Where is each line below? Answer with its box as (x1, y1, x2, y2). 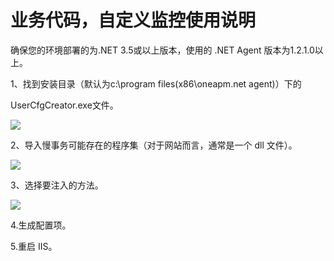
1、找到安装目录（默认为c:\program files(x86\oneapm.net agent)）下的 (10, 77, 302, 90)
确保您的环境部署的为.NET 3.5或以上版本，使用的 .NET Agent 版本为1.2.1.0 (10, 44, 315, 56)
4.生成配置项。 (10, 219, 72, 231)
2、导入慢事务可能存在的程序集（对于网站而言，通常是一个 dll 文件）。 (10, 139, 298, 151)
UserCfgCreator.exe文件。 (10, 99, 119, 111)
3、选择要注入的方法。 (10, 179, 104, 191)
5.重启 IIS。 (10, 240, 58, 252)
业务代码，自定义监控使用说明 (10, 9, 257, 32)
